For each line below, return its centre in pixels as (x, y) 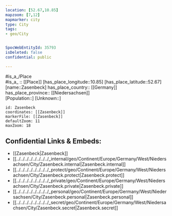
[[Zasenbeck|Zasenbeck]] (40, 153)
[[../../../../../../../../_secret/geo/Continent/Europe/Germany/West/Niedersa (90, 203)
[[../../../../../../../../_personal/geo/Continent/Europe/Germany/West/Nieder (90, 192)
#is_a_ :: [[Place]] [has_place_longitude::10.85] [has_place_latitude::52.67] (83, 82)
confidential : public (28, 57)
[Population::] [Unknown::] (33, 98)
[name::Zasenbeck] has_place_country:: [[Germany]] (61, 87)
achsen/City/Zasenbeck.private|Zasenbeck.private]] (68, 186)
